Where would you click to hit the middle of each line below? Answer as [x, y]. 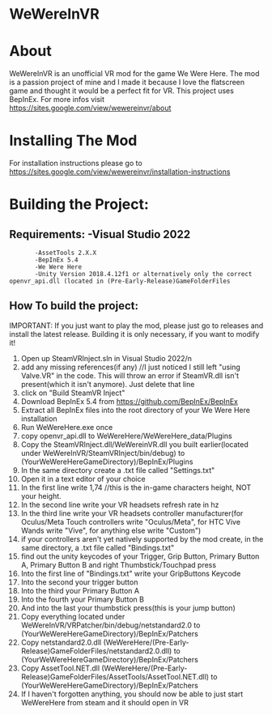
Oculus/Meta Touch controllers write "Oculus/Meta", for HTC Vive [131, 521]
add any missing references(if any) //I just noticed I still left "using [131, 367]
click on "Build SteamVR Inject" [73, 393]
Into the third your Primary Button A [80, 590]
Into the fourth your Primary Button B [83, 599]
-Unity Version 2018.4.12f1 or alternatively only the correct [143, 275]
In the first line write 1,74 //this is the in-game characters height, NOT [136, 487]
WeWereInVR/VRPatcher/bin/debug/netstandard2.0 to [110, 625]
